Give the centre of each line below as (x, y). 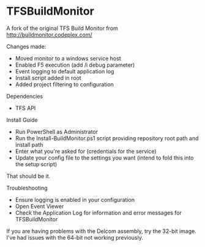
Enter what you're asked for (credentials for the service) (86, 151)
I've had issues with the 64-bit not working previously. (75, 237)
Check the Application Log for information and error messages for (98, 213)
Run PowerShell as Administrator (57, 131)
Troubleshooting (27, 188)
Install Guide (22, 120)
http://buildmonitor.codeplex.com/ (50, 34)
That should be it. (28, 176)
